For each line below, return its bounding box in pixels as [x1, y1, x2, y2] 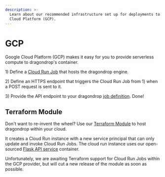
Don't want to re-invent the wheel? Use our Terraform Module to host [5, 121, 146, 127]
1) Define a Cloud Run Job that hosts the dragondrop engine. [5, 69, 129, 75]
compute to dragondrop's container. [5, 59, 79, 65]
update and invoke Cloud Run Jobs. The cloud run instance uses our [5, 141, 145, 147]
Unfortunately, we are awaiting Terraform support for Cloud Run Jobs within [5, 156, 160, 162]
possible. [5, 166, 24, 172]
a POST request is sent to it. [5, 84, 62, 89]
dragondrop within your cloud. [5, 126, 67, 132]
